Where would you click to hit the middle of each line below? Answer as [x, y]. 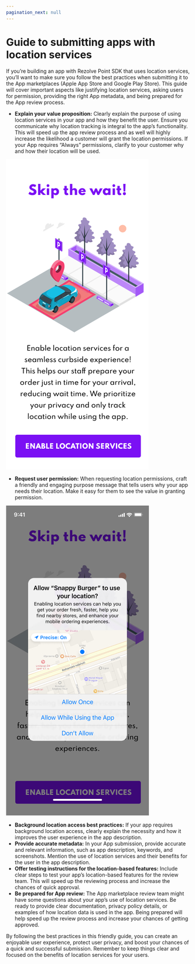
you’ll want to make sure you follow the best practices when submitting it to [97, 77]
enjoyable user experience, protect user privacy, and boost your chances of [97, 942]
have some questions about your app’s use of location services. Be [95, 899]
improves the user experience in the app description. [78, 837]
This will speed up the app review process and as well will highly [93, 132]
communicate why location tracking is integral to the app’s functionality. [101, 126]
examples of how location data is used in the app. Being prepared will [98, 912]
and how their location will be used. [57, 151]
